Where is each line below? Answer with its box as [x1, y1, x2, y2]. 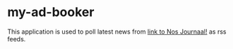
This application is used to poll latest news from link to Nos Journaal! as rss [7, 27, 227, 36]
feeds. [7, 34, 26, 43]
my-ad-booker [7, 4, 95, 20]
